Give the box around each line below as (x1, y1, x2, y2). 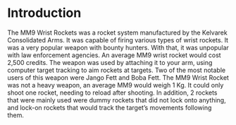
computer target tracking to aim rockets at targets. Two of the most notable (7, 66, 226, 74)
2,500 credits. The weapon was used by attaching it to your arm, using (7, 58, 213, 66)
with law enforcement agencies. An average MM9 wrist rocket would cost (7, 51, 221, 59)
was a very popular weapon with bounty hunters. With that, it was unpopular (7, 43, 229, 52)
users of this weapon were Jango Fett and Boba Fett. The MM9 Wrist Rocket (7, 73, 229, 82)
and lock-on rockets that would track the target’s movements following (7, 103, 212, 112)
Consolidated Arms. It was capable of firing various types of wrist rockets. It (7, 35, 229, 44)
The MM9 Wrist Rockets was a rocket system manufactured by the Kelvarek (7, 28, 228, 37)
